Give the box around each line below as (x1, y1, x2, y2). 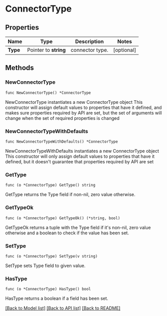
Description (75, 38, 104, 45)
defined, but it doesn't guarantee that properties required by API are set (5, 158, 154, 164)
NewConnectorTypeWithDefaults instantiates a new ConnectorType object (5, 148, 159, 154)
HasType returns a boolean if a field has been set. (5, 295, 109, 301)
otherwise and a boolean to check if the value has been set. (5, 230, 129, 236)
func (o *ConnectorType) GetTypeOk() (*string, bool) (5, 215, 121, 221)
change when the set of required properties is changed (5, 115, 120, 121)
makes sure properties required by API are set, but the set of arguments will (5, 109, 162, 116)
